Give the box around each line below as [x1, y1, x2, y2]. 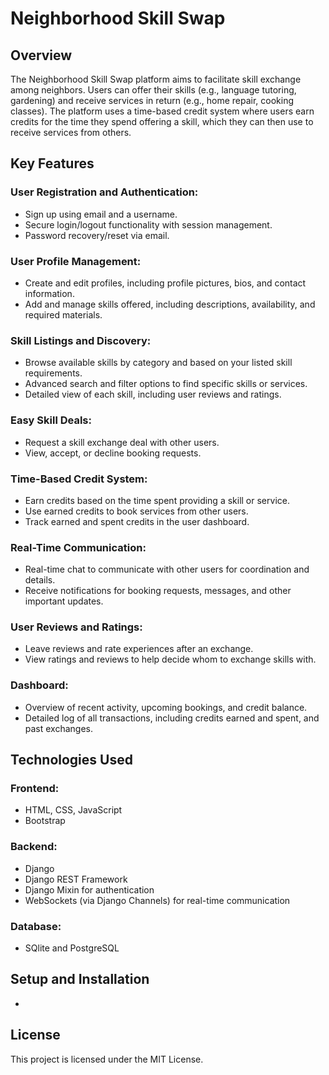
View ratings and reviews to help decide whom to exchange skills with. [24, 653, 317, 666]
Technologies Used [10, 752, 133, 769]
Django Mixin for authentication [24, 883, 155, 896]
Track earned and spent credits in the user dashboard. [24, 515, 250, 527]
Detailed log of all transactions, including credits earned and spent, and [24, 712, 320, 724]
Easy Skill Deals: [10, 413, 92, 427]
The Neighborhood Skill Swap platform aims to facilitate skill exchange [10, 73, 302, 85]
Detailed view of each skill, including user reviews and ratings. [24, 388, 282, 401]
